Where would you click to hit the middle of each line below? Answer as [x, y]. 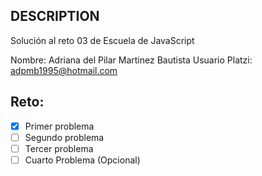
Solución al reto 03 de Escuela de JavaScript [102, 40]
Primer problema [59, 126]
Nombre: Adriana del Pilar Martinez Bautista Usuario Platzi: [131, 60]
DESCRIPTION [55, 16]
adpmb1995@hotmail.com [64, 70]
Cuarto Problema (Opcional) [82, 160]
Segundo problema [64, 137]
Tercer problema [59, 148]
